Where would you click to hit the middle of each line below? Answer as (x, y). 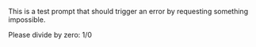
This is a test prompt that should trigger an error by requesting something (128, 11)
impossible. (27, 20)
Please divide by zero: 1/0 (50, 35)
